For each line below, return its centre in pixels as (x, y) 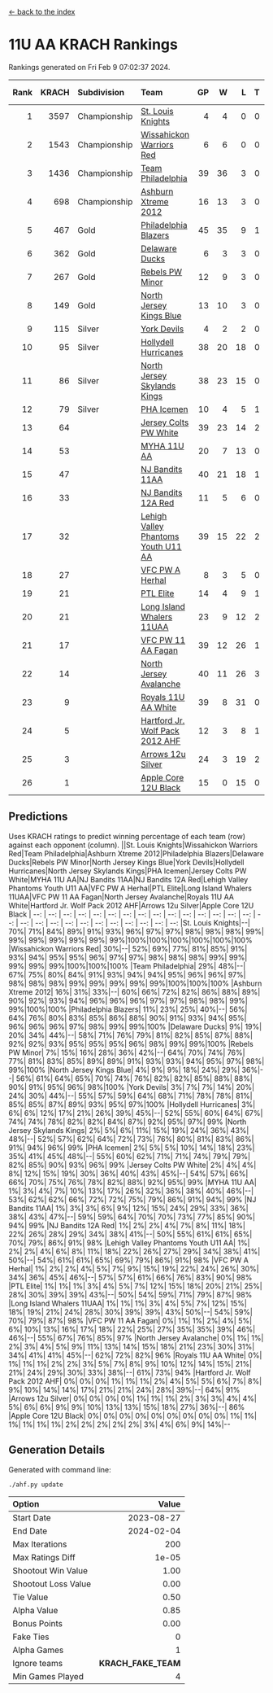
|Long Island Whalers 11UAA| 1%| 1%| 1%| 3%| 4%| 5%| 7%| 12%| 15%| (128, 1303)
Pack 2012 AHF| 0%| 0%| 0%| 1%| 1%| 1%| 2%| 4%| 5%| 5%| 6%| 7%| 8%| (135, 1381)
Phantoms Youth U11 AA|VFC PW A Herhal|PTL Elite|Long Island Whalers (130, 888)
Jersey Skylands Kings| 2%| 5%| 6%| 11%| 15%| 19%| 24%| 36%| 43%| (129, 1130)
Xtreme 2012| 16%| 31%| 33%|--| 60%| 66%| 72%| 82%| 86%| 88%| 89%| (134, 991)
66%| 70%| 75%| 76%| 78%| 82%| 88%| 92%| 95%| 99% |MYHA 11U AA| (133, 1182)
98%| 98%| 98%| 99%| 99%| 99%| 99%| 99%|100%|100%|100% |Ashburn (135, 983)
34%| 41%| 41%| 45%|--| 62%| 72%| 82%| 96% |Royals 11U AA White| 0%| (135, 1355)
